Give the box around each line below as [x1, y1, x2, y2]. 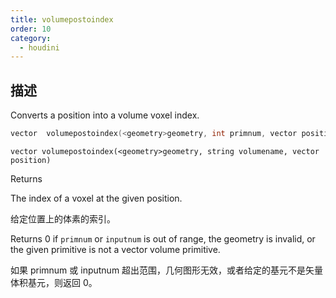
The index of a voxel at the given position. [10, 192, 183, 204]
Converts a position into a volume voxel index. [10, 109, 200, 121]
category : [10, 33, 52, 43]
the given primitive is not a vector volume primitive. [10, 243, 221, 255]
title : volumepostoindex [10, 14, 114, 25]
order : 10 [10, 24, 52, 34]
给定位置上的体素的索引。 [10, 212, 116, 225]
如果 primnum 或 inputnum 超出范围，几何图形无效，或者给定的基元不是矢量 [10, 264, 324, 276]
